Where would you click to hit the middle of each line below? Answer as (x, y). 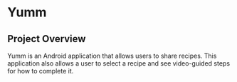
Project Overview (47, 39)
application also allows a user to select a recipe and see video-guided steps (118, 63)
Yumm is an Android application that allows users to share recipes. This (112, 56)
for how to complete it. (41, 71)
